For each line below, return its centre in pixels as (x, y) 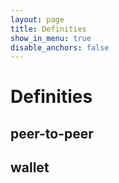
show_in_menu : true (51, 38)
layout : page (37, 19)
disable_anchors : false (60, 47)
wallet (30, 167)
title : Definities (48, 29)
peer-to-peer (52, 133)
